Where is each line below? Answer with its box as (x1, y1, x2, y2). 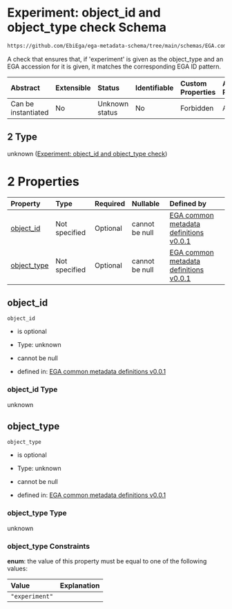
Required (94, 198, 126, 208)
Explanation (59, 581, 100, 590)
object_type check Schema (7, 19, 167, 35)
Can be (10, 99, 35, 109)
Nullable (131, 198, 160, 208)
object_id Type (7, 385, 58, 395)
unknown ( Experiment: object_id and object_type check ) (7, 149, 168, 158)
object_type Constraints (7, 541, 90, 551)
